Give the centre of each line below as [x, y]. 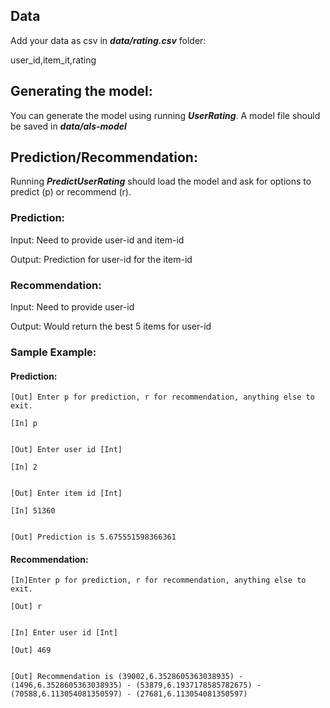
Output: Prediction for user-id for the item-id [101, 259]
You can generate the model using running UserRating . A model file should [165, 115]
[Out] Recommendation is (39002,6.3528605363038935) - [127, 677]
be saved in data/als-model [68, 126]
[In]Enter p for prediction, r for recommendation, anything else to [158, 580]
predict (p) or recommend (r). [71, 192]
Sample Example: [53, 352]
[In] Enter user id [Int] [64, 633]
